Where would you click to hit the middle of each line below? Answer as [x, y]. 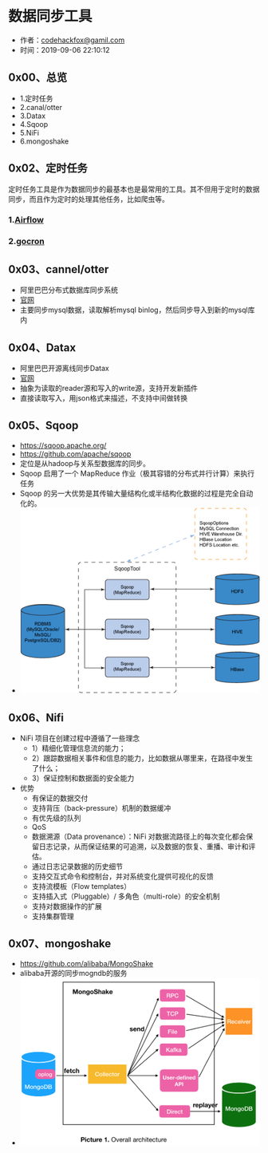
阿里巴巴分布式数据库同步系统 [69, 290]
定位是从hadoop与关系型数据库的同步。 [85, 463]
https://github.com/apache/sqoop [75, 454]
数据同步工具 [51, 16]
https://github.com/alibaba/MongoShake [87, 963]
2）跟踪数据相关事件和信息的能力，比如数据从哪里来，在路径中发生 [142, 758]
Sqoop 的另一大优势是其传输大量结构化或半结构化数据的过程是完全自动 [136, 493]
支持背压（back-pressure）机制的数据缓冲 [101, 808]
